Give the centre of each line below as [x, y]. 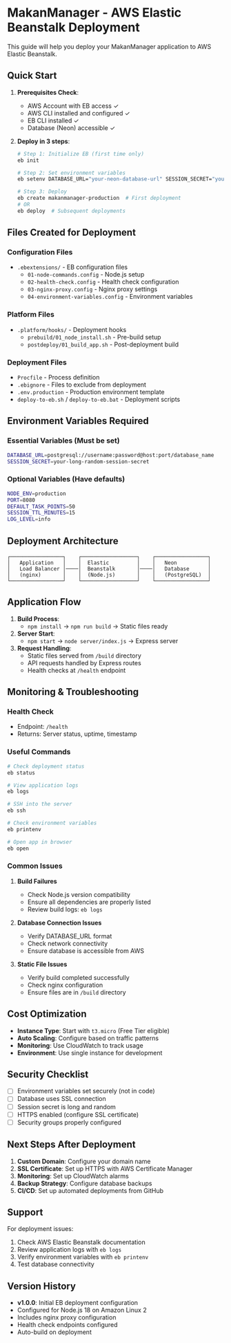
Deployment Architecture [63, 541]
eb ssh [17, 811]
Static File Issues [42, 964]
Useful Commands [39, 752]
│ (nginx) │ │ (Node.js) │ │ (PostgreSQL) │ [109, 575]
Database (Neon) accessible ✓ [71, 128]
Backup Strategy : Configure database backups [84, 1183]
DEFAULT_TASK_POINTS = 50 [41, 506]
